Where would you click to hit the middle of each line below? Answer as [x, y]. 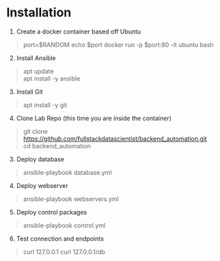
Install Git [29, 92]
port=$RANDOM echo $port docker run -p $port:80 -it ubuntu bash [119, 44]
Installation [39, 13]
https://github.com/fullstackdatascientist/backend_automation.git [115, 139]
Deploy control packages [52, 212]
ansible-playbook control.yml [64, 225]
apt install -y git [45, 105]
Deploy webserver [42, 185]
